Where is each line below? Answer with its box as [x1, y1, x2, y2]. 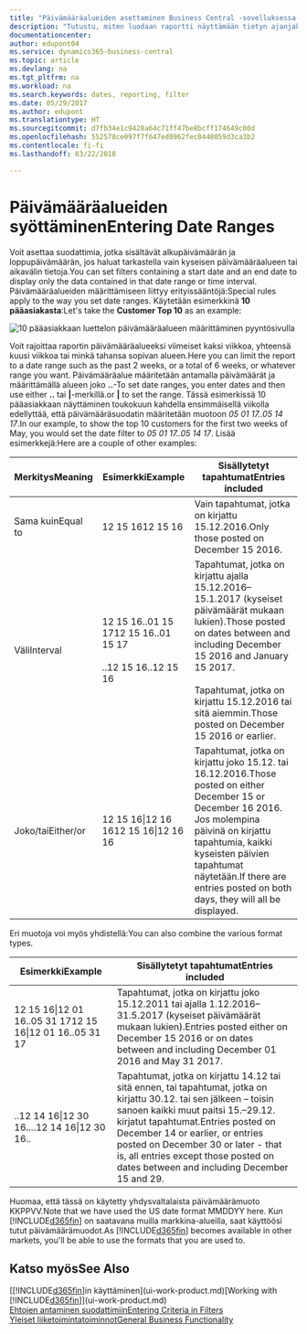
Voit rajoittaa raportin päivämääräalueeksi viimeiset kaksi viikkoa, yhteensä [9, 340, 291, 351]
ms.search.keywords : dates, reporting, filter [9, 90, 190, 99]
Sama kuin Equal [14, 514, 83, 527]
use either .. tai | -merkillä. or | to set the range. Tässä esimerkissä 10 [9, 389, 267, 400]
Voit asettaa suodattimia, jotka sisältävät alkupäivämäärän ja [9, 246, 236, 257]
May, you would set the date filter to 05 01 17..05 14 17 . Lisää [9, 427, 236, 439]
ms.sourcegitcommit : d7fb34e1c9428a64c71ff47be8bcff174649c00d [9, 124, 256, 133]
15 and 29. [116, 1172, 164, 1185]
